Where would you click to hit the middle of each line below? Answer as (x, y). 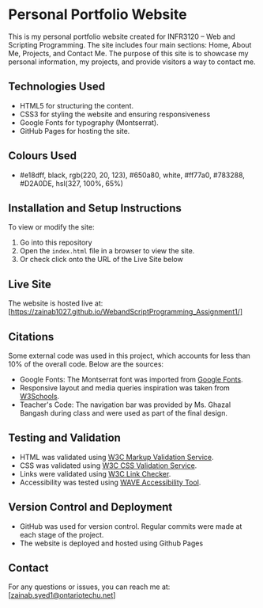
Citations (31, 337)
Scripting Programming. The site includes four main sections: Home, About (130, 44)
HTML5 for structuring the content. (77, 105)
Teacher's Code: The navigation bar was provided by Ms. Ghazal (125, 405)
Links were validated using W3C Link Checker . (95, 473)
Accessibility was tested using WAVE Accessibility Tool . (110, 482)
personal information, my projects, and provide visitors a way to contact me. (132, 62)
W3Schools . (39, 396)
